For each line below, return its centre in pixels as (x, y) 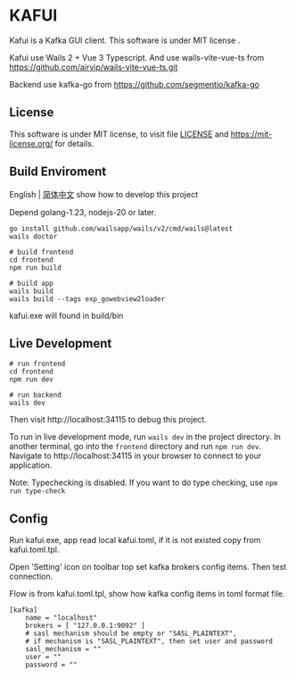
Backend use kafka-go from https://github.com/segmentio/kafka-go (135, 84)
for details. (74, 143)
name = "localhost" (62, 618)
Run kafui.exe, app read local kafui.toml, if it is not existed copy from (135, 540)
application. (31, 465)
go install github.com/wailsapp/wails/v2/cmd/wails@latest (121, 229)
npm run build (36, 268)
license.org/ (31, 143)
